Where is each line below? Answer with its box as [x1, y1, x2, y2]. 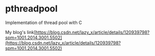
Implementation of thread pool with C [5, 19, 82, 25]
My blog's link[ [5, 29, 36, 35]
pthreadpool [5, 3, 58, 14]
